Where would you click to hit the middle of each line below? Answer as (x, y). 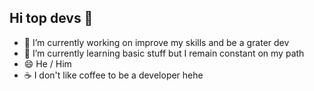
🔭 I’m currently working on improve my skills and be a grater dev (156, 42)
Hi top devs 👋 (51, 18)
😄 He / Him (47, 63)
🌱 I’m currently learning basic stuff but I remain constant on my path (164, 53)
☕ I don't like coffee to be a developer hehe (113, 75)
